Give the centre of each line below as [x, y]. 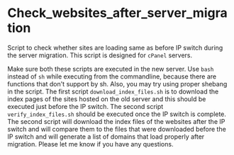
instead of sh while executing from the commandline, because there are [112, 76]
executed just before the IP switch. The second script [85, 106]
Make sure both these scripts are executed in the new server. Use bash [111, 69]
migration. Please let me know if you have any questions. [90, 144]
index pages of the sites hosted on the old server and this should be [107, 99]
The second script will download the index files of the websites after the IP [116, 121]
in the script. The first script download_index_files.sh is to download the [113, 91]
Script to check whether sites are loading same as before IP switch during [115, 47]
